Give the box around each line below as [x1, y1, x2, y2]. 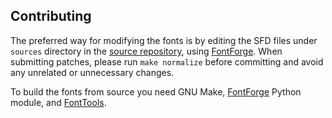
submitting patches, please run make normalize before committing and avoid [10, 55, 324, 68]
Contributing [10, 8, 92, 25]
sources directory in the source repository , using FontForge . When [10, 45, 283, 57]
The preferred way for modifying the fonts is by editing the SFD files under [10, 34, 318, 46]
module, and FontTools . [10, 96, 107, 108]
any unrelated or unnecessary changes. [10, 66, 175, 78]
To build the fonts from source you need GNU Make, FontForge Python [10, 85, 302, 98]
